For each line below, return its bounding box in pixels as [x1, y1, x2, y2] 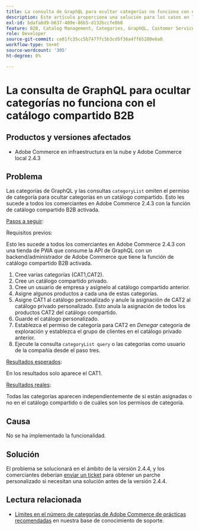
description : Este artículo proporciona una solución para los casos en [6, 14, 190, 20]
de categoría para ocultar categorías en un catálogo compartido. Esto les [6, 193, 185, 201]
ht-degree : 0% [6, 53, 41, 59]
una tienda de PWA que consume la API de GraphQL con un [6, 247, 152, 254]
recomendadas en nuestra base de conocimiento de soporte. [14, 517, 164, 524]
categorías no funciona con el [6, 96, 156, 110]
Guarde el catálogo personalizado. [14, 315, 99, 322]
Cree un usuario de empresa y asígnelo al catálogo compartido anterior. [14, 284, 191, 291]
